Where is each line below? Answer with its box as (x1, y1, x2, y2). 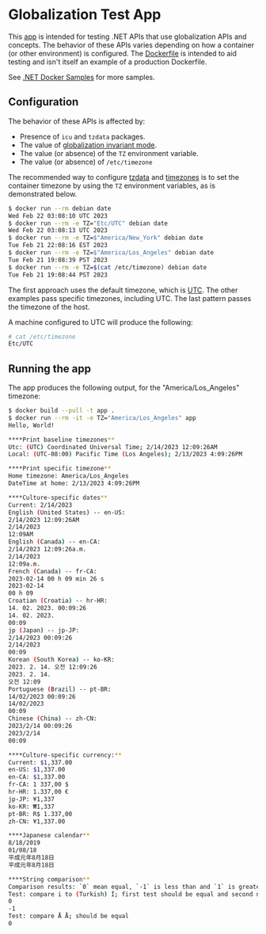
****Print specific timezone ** (8, 465, 112, 473)
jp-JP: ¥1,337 (8, 795, 55, 803)
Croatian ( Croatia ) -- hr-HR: (8, 597, 108, 605)
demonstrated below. (8, 189, 78, 199)
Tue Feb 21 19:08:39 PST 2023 (8, 256, 108, 264)
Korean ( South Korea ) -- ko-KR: (8, 656, 115, 664)
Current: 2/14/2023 (8, 501, 73, 509)
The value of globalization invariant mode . (19, 140, 158, 150)
